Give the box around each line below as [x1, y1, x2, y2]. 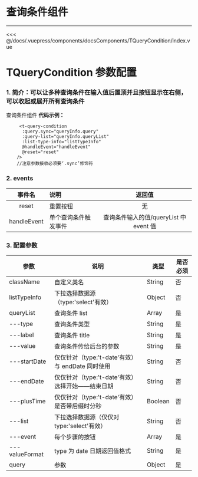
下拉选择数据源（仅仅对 [54, 413, 120, 422]
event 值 [133, 222, 157, 230]
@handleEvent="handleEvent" [21, 144, 91, 150]
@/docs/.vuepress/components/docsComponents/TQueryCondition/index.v [6, 37, 190, 44]
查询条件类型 [54, 320, 90, 328]
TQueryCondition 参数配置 [6, 66, 137, 80]
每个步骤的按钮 [54, 433, 96, 441]
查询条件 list [54, 309, 88, 317]
